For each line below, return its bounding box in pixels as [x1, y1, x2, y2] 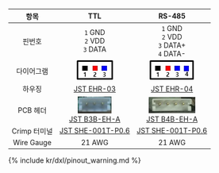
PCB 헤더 [17, 105, 48, 115]
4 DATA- [158, 48, 186, 58]
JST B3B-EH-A [68, 114, 121, 124]
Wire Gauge [13, 138, 52, 147]
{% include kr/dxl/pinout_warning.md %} [8, 156, 141, 165]
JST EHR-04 [150, 84, 194, 94]
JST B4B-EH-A [146, 114, 198, 124]
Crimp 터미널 [11, 126, 53, 136]
